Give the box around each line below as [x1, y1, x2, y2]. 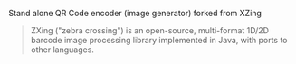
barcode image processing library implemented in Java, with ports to [30, 35, 288, 45]
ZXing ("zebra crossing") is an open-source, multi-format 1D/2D [30, 25, 269, 35]
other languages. [30, 44, 94, 55]
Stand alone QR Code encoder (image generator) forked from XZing [8, 8, 262, 18]
